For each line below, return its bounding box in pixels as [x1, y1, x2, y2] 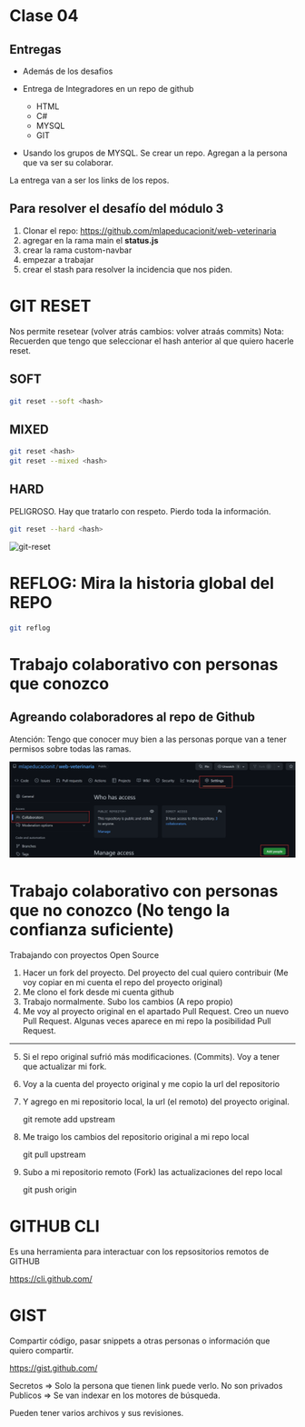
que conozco [9, 674, 110, 694]
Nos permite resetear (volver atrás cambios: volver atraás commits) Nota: [9, 325, 284, 336]
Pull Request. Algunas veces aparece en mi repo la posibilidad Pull [22, 1015, 271, 1027]
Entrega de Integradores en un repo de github [22, 84, 194, 94]
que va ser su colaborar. [22, 157, 113, 168]
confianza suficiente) [9, 920, 174, 941]
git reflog [9, 624, 51, 633]
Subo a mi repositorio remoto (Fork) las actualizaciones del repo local [22, 1167, 283, 1178]
